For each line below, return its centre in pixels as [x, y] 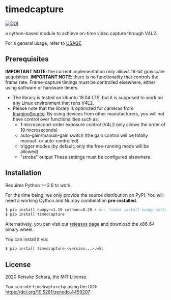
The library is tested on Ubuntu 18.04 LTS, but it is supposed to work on [88, 97]
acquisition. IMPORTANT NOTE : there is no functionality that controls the [82, 77]
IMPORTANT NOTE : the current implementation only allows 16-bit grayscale [85, 71]
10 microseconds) [39, 130]
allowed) [29, 152]
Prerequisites [27, 59]
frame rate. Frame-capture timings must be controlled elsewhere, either [80, 82]
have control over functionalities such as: [56, 119]
